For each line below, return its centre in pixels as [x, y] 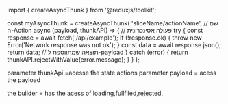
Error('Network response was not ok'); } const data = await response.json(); [114, 45]
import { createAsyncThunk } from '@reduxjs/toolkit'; [82, 10]
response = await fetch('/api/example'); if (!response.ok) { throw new [104, 38]
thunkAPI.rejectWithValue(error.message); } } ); [74, 60]
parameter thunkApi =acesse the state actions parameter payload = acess [112, 73]
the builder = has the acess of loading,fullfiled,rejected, [85, 93]
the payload [24, 80]
